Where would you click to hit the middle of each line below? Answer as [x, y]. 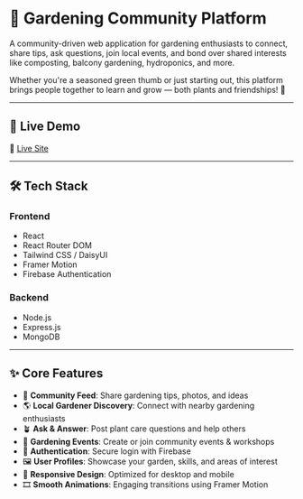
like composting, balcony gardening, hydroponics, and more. [122, 62]
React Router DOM [57, 245]
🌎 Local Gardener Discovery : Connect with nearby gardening [138, 405]
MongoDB [41, 337]
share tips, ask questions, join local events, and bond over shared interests [148, 52]
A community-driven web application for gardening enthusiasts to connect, [149, 43]
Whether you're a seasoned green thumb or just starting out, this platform [147, 79]
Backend [29, 298]
